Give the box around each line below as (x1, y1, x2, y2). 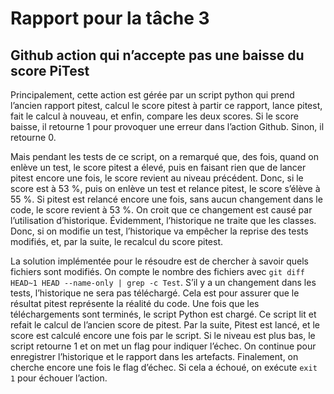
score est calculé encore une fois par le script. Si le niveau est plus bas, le (10, 330, 316, 341)
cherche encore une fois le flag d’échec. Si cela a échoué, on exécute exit (10, 362, 318, 373)
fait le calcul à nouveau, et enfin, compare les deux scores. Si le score (10, 110, 299, 122)
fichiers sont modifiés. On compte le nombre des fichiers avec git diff (10, 266, 305, 277)
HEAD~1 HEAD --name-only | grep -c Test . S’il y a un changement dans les (10, 277, 317, 288)
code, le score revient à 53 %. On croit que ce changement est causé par (10, 204, 313, 216)
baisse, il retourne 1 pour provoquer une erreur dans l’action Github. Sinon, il (10, 121, 325, 132)
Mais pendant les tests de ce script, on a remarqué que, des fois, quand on (10, 151, 320, 162)
